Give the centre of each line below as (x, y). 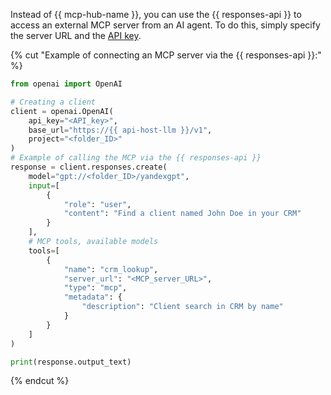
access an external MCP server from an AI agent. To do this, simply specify (165, 25)
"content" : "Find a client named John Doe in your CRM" (182, 214)
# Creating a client (53, 102)
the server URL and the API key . (76, 35)
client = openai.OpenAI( (62, 111)
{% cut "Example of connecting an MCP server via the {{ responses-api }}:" (166, 55)
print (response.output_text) (71, 362)
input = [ (44, 185)
